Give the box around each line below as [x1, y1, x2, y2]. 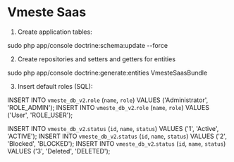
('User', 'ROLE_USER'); [7, 111, 73, 119]
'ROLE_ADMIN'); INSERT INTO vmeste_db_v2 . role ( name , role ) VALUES [7, 103, 210, 111]
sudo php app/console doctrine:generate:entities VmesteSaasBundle [7, 68, 208, 77]
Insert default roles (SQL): [17, 82, 93, 90]
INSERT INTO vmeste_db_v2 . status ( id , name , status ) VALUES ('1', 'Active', [7, 124, 219, 132]
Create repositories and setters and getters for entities [17, 54, 176, 63]
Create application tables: [17, 27, 93, 36]
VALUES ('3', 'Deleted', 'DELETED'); [7, 147, 111, 155]
